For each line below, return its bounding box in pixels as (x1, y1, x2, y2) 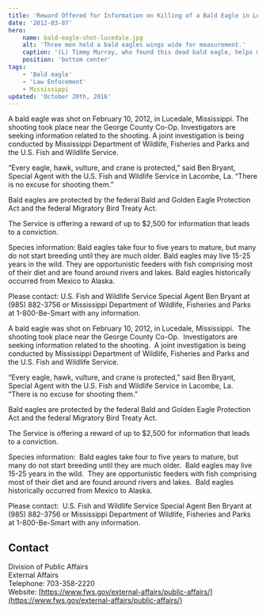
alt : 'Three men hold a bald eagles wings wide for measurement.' (22, 41, 246, 49)
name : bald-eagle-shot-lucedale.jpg (22, 33, 144, 42)
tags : (8, 63, 26, 71)
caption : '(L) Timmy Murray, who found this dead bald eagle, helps (22, 48, 253, 56)
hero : (8, 26, 26, 34)
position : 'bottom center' (22, 56, 112, 64)
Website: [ (8, 587, 42, 597)
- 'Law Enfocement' (22, 78, 87, 85)
